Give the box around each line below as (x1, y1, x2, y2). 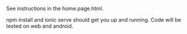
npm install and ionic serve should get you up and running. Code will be (6, 16, 182, 23)
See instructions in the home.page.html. (6, 5, 104, 12)
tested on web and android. (6, 23, 74, 29)
